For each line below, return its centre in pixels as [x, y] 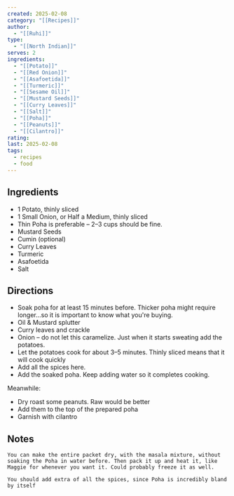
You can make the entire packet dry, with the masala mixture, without [114, 455]
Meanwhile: [24, 388]
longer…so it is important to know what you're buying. [95, 315]
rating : [19, 138]
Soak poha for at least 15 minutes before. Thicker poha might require [116, 308]
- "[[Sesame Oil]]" [42, 92]
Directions [30, 291]
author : [19, 27]
